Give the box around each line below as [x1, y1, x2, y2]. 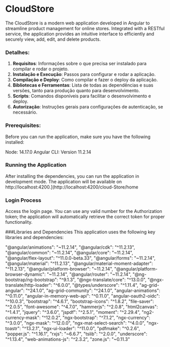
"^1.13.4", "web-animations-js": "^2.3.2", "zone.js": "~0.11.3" [5, 336, 130, 342]
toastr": [5, 326, 21, 332]
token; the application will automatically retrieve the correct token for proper [5, 213, 165, 220]
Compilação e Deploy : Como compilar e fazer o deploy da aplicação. [12, 77, 158, 83]
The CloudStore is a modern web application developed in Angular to [5, 20, 150, 26]
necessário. [12, 109, 38, 115]
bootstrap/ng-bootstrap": [5, 277, 59, 283]
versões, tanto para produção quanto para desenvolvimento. [12, 88, 140, 94]
